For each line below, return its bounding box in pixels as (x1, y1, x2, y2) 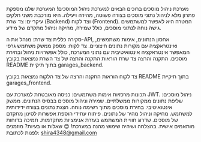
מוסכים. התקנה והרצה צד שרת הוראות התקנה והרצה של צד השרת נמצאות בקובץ (6, 55, 187, 62)
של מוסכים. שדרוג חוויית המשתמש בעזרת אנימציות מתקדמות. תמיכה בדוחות (6, 116, 178, 123)
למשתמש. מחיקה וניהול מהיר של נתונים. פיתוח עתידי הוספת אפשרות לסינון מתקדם (6, 110, 193, 117)
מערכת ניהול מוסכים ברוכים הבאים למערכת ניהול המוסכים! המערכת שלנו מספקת (6, 5, 189, 12)
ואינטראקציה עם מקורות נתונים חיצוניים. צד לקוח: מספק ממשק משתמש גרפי (6, 42, 178, 49)
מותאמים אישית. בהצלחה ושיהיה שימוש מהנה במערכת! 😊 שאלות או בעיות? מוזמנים (6, 123, 195, 129)
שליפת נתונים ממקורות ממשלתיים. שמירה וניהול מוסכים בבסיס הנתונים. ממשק (6, 97, 183, 104)
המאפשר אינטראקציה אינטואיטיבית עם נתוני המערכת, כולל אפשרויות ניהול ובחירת (6, 49, 190, 56)
